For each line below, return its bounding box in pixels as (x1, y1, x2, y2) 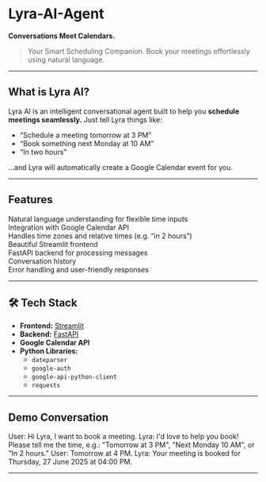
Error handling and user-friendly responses (8, 264, 149, 274)
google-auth (31, 364, 71, 373)
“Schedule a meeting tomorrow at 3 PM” (19, 130, 152, 140)
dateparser (31, 357, 68, 364)
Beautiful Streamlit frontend (8, 239, 99, 249)
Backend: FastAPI (19, 330, 79, 339)
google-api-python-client (31, 373, 117, 381)
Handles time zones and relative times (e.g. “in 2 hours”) (8, 231, 192, 241)
